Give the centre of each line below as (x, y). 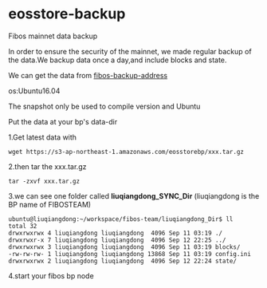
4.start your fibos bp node (51, 275)
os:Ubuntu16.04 (34, 91)
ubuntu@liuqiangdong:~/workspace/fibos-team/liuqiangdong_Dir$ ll (121, 219)
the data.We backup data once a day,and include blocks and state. (118, 60)
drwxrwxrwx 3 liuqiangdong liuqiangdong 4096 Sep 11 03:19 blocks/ (124, 247)
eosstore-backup (67, 14)
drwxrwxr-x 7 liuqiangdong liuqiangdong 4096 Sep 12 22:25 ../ (117, 240)
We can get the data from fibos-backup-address (88, 75)
